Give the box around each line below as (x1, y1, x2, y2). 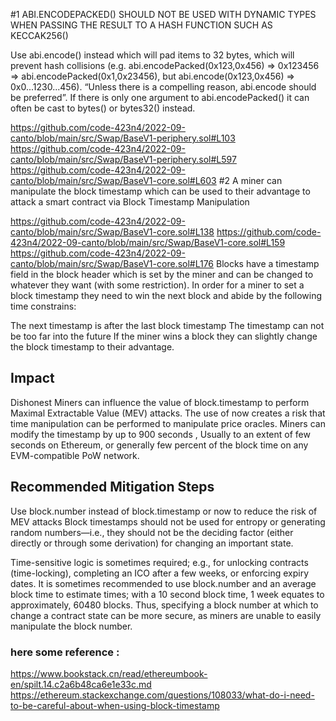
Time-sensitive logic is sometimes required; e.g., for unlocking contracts (10, 556, 309, 568)
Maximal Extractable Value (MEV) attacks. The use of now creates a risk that (10, 407, 326, 419)
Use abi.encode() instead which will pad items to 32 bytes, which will (10, 49, 295, 61)
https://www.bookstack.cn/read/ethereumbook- (10, 667, 208, 679)
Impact (10, 370, 55, 387)
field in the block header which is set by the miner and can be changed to (10, 269, 314, 280)
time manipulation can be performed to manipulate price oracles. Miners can (10, 417, 326, 429)
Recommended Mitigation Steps (10, 479, 215, 496)
